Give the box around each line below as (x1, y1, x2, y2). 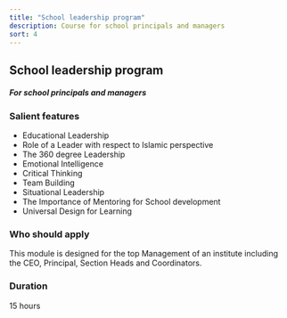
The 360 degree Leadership (21, 149, 126, 160)
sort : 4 (9, 29, 38, 38)
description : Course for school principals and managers (9, 21, 225, 30)
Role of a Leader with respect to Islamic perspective (21, 140, 214, 151)
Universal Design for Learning (21, 206, 132, 216)
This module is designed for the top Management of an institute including (9, 249, 279, 259)
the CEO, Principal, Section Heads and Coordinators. (9, 257, 202, 268)
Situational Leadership (21, 187, 105, 198)
